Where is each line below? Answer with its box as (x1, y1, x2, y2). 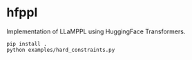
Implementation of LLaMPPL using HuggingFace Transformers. (6, 27, 186, 35)
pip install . (6, 40, 48, 47)
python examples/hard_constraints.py (6, 46, 115, 53)
